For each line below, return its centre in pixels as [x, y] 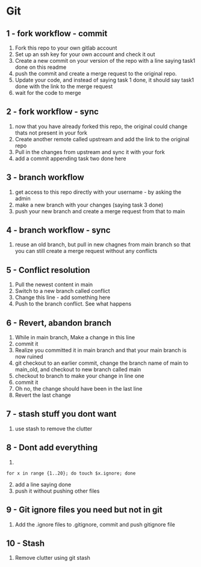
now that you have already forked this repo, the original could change [101, 126]
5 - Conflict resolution [48, 270]
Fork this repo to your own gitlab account [66, 48]
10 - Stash [26, 543]
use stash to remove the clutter [54, 428]
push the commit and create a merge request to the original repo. [96, 73]
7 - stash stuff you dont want [61, 414]
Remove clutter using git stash [52, 558]
